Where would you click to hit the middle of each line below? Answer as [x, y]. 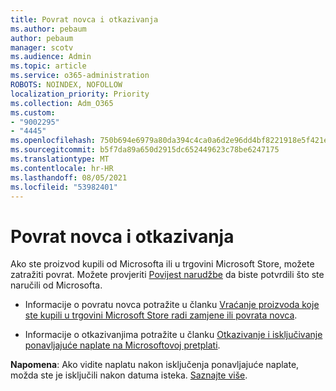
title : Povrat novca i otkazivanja [84, 19]
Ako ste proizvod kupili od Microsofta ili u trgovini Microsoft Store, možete [162, 264]
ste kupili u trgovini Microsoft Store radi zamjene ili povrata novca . [161, 315]
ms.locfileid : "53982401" [64, 187]
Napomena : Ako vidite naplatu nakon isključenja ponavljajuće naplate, [155, 365]
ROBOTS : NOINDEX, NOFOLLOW [66, 85]
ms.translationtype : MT [60, 159]
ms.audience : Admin [51, 57]
